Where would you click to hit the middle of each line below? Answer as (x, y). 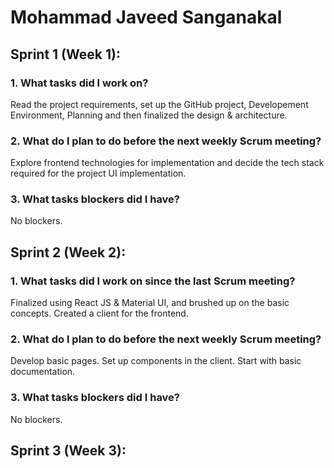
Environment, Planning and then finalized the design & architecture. (149, 115)
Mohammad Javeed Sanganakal (146, 17)
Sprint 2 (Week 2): (68, 252)
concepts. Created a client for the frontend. (99, 313)
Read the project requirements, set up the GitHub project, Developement (159, 104)
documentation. (43, 372)
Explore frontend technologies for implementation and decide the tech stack (167, 163)
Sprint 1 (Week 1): (65, 54)
